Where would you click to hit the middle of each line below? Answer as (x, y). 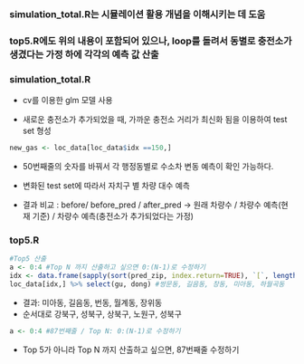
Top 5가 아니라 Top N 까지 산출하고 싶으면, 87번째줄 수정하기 (131, 350)
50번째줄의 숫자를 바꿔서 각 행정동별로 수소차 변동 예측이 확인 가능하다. (148, 167)
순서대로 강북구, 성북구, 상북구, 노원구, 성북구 (102, 313)
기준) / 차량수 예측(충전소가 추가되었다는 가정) (113, 216)
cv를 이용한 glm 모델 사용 (67, 101)
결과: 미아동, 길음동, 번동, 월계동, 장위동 (92, 302)
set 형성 (37, 131)
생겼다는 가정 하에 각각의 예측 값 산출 (85, 54)
